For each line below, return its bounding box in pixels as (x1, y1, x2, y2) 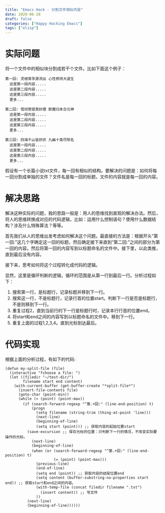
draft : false (5, 16, 32, 21)
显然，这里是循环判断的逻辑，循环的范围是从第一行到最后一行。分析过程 (5, 272, 152, 278)
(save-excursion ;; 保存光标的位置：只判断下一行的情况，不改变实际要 (27, 429, 157, 434)
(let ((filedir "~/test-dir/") (9, 374, 74, 380)
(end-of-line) (36, 466, 65, 471)
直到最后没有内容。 (5, 252, 44, 257)
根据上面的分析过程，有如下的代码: (5, 356, 76, 362)
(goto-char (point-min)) (18, 392, 69, 397)
